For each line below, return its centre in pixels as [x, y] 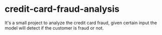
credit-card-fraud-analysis [62, 9]
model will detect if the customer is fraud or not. [54, 28]
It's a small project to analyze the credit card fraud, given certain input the [81, 23]
